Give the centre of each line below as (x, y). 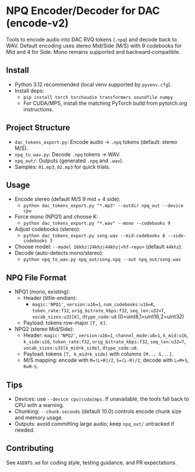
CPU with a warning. (39, 405)
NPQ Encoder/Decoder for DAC (83, 11)
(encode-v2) (37, 23)
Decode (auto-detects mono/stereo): (59, 253)
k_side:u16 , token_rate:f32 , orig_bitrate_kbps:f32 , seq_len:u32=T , (105, 341)
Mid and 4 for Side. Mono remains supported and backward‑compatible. (93, 52)
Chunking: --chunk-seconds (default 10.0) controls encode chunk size (98, 411)
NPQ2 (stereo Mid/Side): (44, 329)
